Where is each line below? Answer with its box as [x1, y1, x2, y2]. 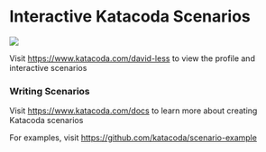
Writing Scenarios [9, 85, 90, 97]
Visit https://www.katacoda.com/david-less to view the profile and [9, 52, 255, 64]
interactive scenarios [9, 62, 87, 73]
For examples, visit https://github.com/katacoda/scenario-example [9, 132, 257, 143]
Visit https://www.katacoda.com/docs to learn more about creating [9, 105, 258, 116]
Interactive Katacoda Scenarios [9, 6, 251, 27]
